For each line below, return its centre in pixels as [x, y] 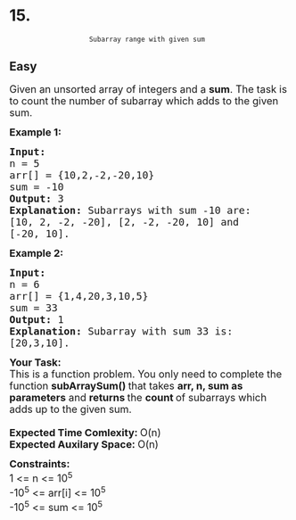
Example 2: [37, 253]
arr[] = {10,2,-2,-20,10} [82, 175]
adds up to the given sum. [70, 409]
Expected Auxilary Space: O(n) [84, 444]
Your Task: [35, 362]
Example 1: [36, 132]
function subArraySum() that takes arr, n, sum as [126, 386]
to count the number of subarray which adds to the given [144, 101]
